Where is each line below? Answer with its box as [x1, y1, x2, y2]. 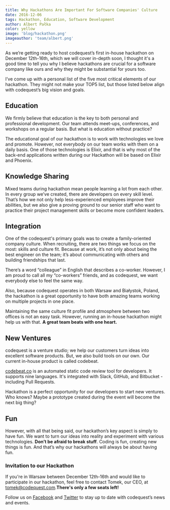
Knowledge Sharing [5, 172, 70, 181]
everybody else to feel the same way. [5, 278, 84, 284]
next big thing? [5, 400, 37, 406]
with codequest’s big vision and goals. [5, 87, 85, 93]
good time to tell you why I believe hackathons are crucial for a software [5, 61, 156, 67]
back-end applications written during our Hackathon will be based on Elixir [5, 152, 161, 158]
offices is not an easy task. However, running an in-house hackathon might [5, 314, 162, 320]
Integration [5, 222, 42, 231]
